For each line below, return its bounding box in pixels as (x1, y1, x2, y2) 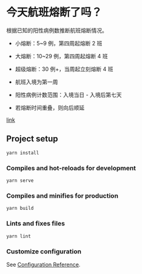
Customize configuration (6, 247, 82, 255)
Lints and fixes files (6, 219, 66, 228)
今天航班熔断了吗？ (6, 5, 103, 19)
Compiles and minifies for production (6, 192, 118, 200)
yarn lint (6, 233, 32, 239)
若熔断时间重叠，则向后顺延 (15, 104, 85, 111)
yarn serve (6, 178, 34, 184)
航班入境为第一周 (15, 78, 58, 85)
